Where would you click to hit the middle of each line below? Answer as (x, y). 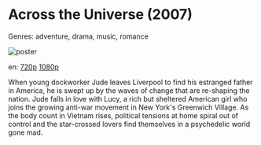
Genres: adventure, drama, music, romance (79, 36)
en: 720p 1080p (33, 67)
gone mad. (26, 132)
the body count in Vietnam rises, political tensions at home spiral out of (123, 115)
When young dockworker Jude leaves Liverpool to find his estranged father (130, 82)
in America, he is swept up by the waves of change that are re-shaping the (129, 90)
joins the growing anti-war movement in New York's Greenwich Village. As (129, 107)
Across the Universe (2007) (100, 15)
